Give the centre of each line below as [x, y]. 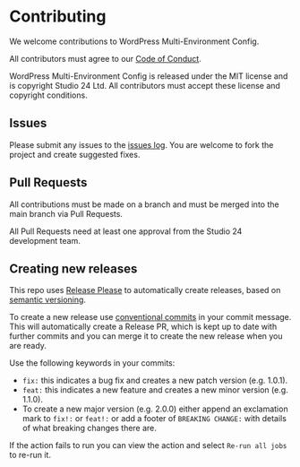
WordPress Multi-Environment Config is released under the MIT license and [149, 76]
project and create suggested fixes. [75, 154]
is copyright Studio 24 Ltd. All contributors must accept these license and [145, 85]
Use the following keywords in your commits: [92, 363]
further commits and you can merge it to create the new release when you [146, 336]
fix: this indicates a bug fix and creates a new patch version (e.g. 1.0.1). [155, 381]
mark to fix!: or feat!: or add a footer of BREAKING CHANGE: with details [154, 419]
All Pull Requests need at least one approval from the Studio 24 [126, 231]
